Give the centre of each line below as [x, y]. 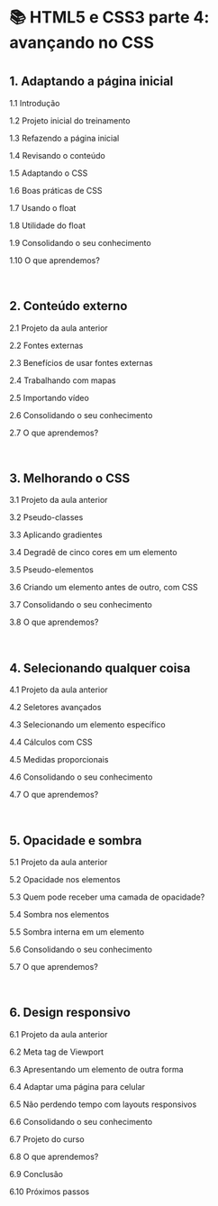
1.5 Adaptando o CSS [49, 173]
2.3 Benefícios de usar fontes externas [81, 362]
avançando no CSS [82, 43]
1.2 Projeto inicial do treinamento [70, 120]
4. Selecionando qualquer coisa [100, 668]
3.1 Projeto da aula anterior [59, 500]
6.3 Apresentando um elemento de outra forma [96, 1069]
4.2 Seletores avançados [55, 708]
